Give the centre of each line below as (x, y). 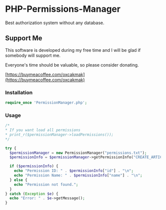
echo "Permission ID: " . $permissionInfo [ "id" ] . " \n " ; (74, 171)
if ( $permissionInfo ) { (34, 166)
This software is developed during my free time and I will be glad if (73, 50)
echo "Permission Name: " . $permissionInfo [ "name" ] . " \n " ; (78, 175)
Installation (19, 92)
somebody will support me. (33, 55)
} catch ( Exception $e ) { (32, 194)
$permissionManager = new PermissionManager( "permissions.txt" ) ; (78, 153)
